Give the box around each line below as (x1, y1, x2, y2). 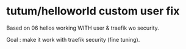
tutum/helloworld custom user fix (6, 4, 180, 18)
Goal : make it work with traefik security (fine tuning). (6, 36, 140, 43)
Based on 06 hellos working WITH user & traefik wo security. (6, 24, 160, 31)
